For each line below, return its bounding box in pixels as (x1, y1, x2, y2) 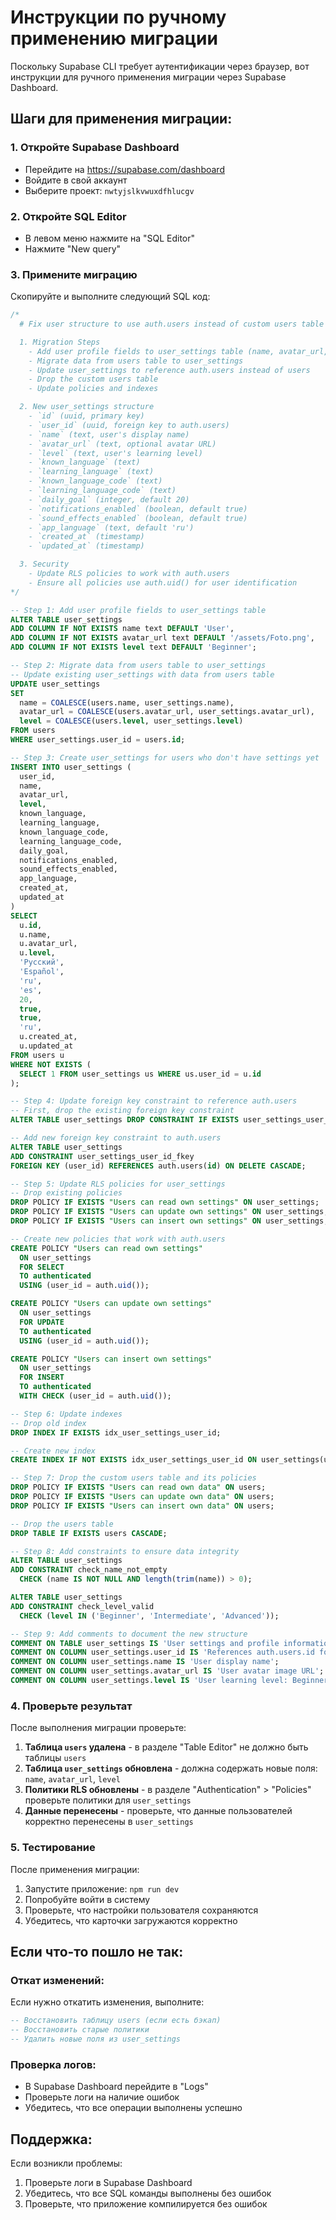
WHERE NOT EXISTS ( (10, 1059, 92, 1070)
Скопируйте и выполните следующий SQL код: (10, 291, 211, 303)
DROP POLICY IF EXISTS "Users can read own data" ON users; (10, 1482, 267, 1493)
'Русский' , (19, 957, 65, 968)
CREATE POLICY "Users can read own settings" (10, 1243, 203, 1253)
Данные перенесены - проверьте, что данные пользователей (24, 1805, 293, 1817)
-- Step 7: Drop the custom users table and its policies (10, 1473, 257, 1483)
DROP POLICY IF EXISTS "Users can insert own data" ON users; (10, 1501, 275, 1511)
